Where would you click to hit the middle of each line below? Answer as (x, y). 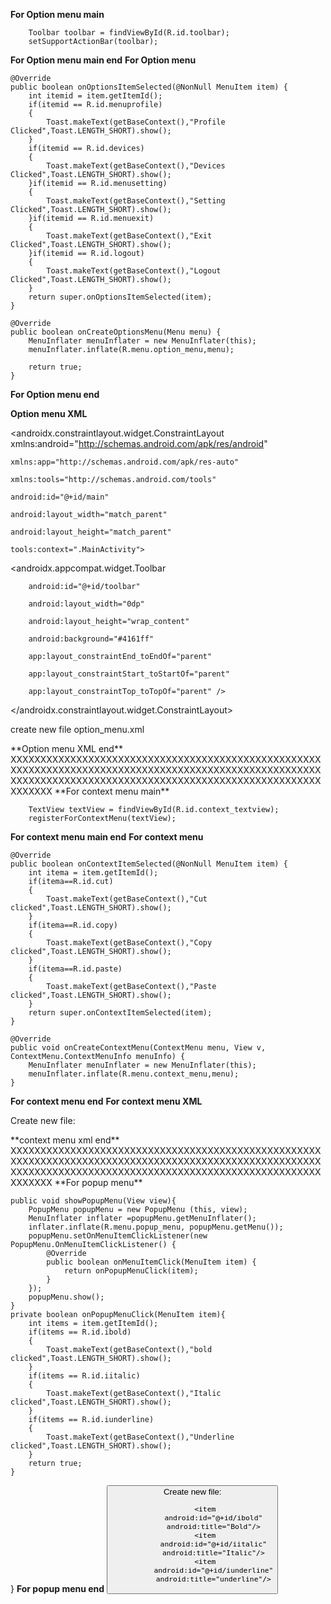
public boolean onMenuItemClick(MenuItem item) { (151, 1262)
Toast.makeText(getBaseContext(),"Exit (129, 236)
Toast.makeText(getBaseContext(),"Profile (136, 122)
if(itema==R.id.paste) (75, 969)
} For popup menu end (57, 1588)
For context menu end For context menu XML (106, 1101)
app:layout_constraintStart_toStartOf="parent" (129, 674)
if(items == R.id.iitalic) (84, 1376)
